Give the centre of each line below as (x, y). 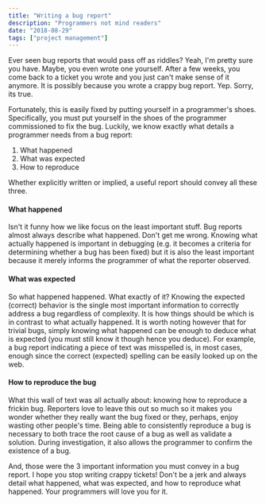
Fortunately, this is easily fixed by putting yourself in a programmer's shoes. (132, 110)
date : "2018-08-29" (40, 30)
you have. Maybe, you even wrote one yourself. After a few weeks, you (124, 69)
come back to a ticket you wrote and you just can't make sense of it (119, 77)
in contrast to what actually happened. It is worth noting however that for (127, 322)
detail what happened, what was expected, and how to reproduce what (125, 483)
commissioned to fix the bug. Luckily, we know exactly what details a (121, 126)
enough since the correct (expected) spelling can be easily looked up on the (133, 355)
